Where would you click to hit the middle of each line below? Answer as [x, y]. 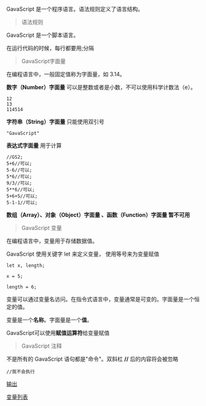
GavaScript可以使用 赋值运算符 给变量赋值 [58, 333]
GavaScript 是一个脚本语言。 [43, 35]
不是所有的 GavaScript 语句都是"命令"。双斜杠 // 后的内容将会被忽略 [93, 359]
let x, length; [26, 266]
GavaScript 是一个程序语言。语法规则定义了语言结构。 [75, 9]
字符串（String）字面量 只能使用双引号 [55, 122]
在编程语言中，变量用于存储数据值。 [52, 241]
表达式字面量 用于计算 [34, 145]
